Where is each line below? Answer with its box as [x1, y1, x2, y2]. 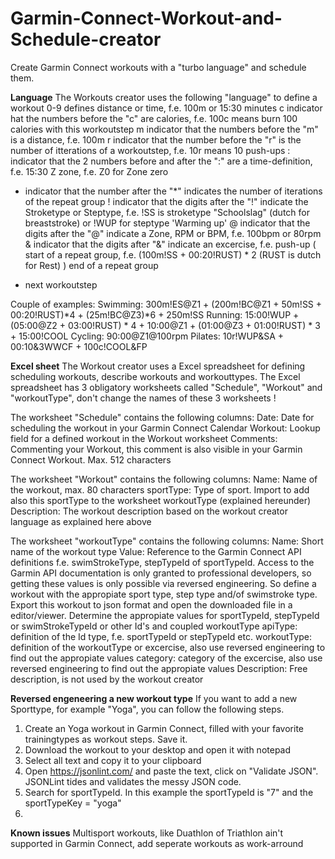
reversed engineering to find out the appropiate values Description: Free [10, 662, 308, 674]
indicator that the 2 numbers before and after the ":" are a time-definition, [10, 155, 313, 167]
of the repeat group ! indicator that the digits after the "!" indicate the [24, 195, 309, 207]
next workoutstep [24, 278, 98, 291]
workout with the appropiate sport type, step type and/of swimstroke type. [10, 588, 318, 600]
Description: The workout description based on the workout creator [10, 505, 288, 517]
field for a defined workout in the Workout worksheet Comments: [10, 432, 278, 444]
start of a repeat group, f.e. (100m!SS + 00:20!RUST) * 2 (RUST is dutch [24, 248, 322, 261]
